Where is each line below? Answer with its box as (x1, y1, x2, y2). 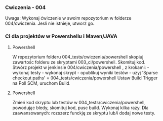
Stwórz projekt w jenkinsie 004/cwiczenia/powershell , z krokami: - (12, 64, 149, 70)
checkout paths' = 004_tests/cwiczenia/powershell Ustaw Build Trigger (12, 75, 158, 81)
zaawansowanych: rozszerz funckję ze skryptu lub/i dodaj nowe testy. (12, 110, 156, 116)
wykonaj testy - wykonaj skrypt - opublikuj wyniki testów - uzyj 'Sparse (12, 69, 158, 75)
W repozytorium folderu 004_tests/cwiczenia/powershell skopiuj (12, 54, 144, 60)
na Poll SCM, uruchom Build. (12, 80, 71, 86)
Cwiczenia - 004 (5, 4, 46, 11)
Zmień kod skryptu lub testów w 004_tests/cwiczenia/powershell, (12, 99, 146, 105)
